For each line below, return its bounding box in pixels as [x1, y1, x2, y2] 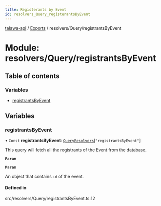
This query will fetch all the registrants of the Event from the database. [5, 147, 147, 153]
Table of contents [5, 72, 60, 81]
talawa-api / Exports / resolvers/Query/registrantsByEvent [5, 25, 121, 31]
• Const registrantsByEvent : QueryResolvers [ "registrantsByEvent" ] [5, 138, 141, 144]
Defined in [5, 185, 27, 190]
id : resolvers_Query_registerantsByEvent [5, 12, 91, 17]
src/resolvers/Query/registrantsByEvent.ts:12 [5, 196, 95, 202]
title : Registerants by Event [5, 7, 67, 12]
